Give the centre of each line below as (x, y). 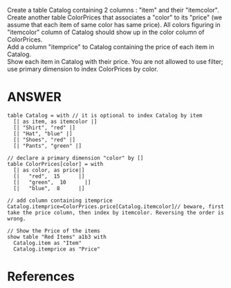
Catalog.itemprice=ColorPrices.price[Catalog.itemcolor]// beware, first (116, 206)
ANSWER (35, 97)
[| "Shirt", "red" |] (45, 128)
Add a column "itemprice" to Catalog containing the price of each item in (111, 47)
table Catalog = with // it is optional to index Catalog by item (105, 115)
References (41, 277)
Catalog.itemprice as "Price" (57, 249)
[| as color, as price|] (49, 170)
